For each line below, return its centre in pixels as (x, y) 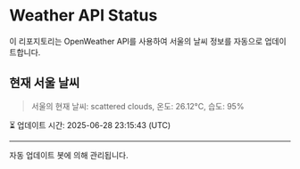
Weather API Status (83, 16)
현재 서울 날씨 (45, 83)
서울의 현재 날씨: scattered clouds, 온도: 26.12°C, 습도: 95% (137, 106)
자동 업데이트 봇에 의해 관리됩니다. (69, 155)
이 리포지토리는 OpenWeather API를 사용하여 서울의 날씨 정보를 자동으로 (136, 41)
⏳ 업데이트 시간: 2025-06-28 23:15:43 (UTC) (90, 125)
